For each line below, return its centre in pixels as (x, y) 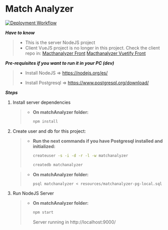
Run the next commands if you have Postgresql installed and (98, 141)
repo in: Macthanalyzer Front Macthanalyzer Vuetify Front (85, 53)
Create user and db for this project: (49, 131)
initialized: (44, 146)
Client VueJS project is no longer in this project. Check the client (93, 48)
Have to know (20, 32)
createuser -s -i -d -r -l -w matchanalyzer (80, 156)
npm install (45, 121)
